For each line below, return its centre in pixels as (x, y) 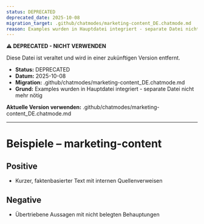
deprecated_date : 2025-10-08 (43, 18)
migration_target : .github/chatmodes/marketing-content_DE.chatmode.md (99, 23)
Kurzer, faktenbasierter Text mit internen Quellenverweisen (89, 181)
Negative (24, 200)
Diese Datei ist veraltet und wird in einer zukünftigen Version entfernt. (93, 58)
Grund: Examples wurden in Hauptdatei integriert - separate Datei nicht (104, 89)
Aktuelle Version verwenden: (44, 107)
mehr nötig (29, 95)
